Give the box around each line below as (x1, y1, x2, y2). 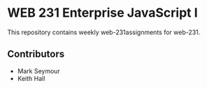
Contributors (7, 48, 65, 60)
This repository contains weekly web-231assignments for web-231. (7, 28, 201, 36)
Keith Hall (17, 74, 45, 82)
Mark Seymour (17, 66, 61, 75)
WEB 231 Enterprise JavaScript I (7, 5, 198, 21)
